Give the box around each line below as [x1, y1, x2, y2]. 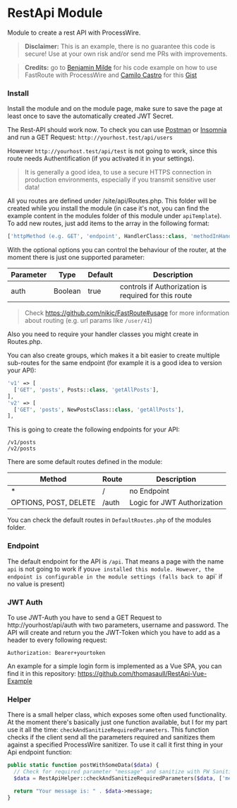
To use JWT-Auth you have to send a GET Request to [7, 613, 162, 622]
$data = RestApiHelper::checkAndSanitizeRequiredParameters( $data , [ [13, 775, 222, 782]
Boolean [53, 286, 81, 296]
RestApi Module [7, 5, 104, 21]
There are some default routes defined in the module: [7, 458, 163, 466]
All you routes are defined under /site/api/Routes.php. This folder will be [7, 196, 217, 206]
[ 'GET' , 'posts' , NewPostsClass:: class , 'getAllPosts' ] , [13, 406, 185, 413]
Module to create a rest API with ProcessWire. [7, 28, 141, 37]
